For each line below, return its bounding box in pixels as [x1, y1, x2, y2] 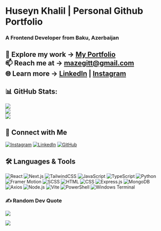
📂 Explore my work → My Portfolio [5, 50, 116, 59]
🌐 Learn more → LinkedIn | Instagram [5, 69, 127, 78]
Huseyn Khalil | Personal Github [5, 5, 144, 17]
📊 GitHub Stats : [5, 87, 58, 96]
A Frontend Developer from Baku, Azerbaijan [5, 34, 119, 41]
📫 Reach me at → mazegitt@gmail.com [5, 59, 134, 67]
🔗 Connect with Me [5, 128, 68, 136]
